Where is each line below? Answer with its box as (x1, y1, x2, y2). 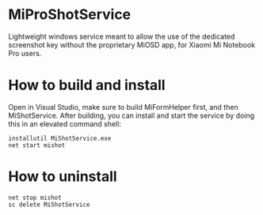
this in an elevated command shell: (8, 119, 121, 128)
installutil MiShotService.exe (8, 134, 112, 142)
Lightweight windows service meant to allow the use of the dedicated (8, 32, 235, 41)
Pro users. (8, 48, 42, 58)
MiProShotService (8, 6, 131, 24)
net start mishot (8, 141, 66, 149)
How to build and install (8, 77, 166, 94)
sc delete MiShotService (8, 200, 90, 209)
